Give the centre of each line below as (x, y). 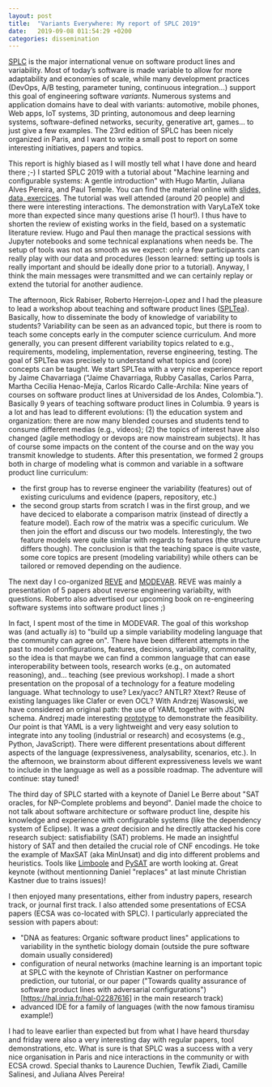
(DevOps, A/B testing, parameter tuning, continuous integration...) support (132, 88)
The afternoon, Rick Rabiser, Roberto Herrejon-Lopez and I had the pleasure (136, 300)
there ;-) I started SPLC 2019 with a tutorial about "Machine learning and (129, 172)
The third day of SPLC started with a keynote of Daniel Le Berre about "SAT (134, 794)
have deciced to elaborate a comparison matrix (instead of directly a (134, 514)
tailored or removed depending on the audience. (101, 566)
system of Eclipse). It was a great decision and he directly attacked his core (135, 829)
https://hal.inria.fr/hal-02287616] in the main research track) (123, 999)
